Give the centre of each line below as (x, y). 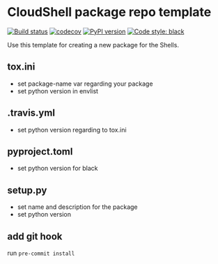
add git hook (35, 236)
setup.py (27, 190)
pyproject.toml (40, 152)
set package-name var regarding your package (85, 84)
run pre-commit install (41, 253)
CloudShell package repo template (109, 12)
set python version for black (57, 169)
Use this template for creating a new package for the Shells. (93, 45)
